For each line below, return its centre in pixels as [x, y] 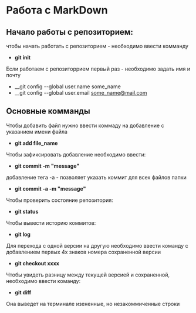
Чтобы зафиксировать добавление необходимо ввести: [76, 154]
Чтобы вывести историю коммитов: [51, 223]
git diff [23, 292]
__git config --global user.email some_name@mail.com [81, 93]
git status [26, 211]
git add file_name [36, 143]
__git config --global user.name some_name [68, 86]
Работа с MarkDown [57, 10]
